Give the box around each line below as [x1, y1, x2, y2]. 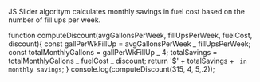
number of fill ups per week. [8, 15, 101, 25]
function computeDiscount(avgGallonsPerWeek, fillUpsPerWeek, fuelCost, [8, 31, 253, 40]
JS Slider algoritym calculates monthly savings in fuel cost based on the [8, 7, 246, 16]
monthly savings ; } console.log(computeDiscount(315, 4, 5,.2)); [8, 64, 215, 74]
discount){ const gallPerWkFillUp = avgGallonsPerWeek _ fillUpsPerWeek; [8, 39, 251, 49]
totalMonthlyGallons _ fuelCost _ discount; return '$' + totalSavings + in [8, 56, 247, 65]
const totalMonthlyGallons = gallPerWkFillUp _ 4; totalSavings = [8, 48, 218, 57]
